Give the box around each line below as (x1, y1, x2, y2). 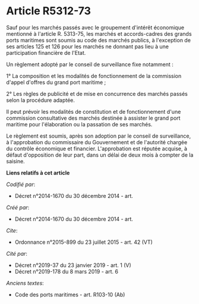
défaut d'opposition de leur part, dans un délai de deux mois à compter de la (6, 151, 194, 159)
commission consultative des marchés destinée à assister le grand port (6, 114, 181, 122)
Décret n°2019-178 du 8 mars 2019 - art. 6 (14, 268, 119, 275)
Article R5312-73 (6, 4, 91, 18)
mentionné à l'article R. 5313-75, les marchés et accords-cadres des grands (6, 30, 192, 37)
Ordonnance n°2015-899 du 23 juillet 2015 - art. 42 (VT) (14, 238, 153, 246)
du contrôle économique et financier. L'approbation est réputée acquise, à (6, 145, 188, 152)
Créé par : (6, 204, 30, 211)
